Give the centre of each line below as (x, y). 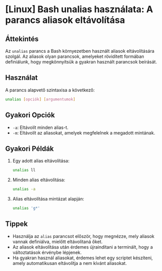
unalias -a (24, 189)
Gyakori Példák (30, 148)
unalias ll (24, 170)
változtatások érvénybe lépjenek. (47, 252)
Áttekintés (22, 39)
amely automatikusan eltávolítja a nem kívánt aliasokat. (70, 263)
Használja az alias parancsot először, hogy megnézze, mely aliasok (84, 236)
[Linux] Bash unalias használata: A (79, 9)
